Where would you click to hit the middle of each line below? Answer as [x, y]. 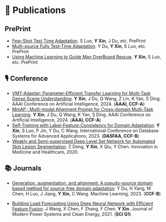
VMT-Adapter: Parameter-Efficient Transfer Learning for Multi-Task [81, 93]
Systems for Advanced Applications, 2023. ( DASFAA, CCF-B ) [75, 136]
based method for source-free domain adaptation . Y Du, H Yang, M [81, 188]
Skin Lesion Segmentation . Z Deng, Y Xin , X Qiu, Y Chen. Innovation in [85, 146]
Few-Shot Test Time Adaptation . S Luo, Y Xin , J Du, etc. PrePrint [79, 41]
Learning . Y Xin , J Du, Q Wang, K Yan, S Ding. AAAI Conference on [81, 115]
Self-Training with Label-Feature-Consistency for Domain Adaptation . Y [86, 125]
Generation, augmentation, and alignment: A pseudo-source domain [82, 183]
